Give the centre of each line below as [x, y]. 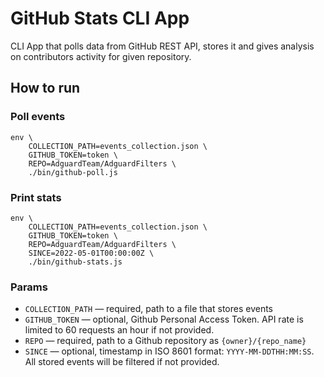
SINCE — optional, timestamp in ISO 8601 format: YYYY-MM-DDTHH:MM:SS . [169, 351]
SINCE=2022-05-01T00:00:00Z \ [91, 253]
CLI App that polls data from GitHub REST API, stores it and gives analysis [162, 46]
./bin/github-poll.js [73, 172]
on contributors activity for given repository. [101, 56]
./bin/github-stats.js [75, 262]
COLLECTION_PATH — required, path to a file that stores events [148, 309]
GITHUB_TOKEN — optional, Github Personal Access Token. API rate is [164, 319]
